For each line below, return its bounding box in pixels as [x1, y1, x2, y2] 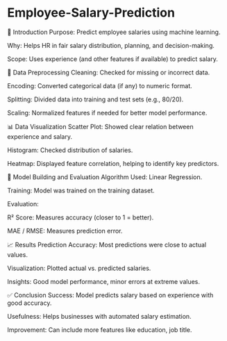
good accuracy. [7, 299, 52, 307]
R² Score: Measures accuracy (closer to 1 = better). [7, 213, 154, 222]
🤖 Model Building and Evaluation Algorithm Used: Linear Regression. [7, 172, 203, 181]
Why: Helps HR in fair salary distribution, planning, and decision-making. [7, 41, 215, 49]
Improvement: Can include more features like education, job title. [7, 325, 192, 334]
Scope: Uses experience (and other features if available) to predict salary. [7, 54, 219, 63]
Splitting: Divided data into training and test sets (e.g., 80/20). [7, 95, 184, 103]
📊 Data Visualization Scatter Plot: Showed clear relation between [7, 122, 194, 131]
